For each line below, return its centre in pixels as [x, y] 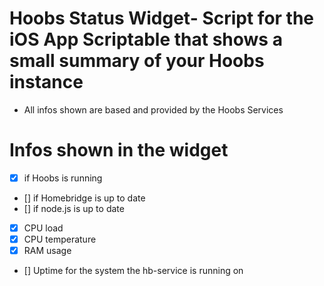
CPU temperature [60, 239]
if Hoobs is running [63, 178]
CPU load [43, 228]
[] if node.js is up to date [74, 208]
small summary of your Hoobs [137, 61]
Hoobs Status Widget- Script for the [162, 18]
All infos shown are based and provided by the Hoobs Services [153, 109]
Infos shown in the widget [119, 150]
